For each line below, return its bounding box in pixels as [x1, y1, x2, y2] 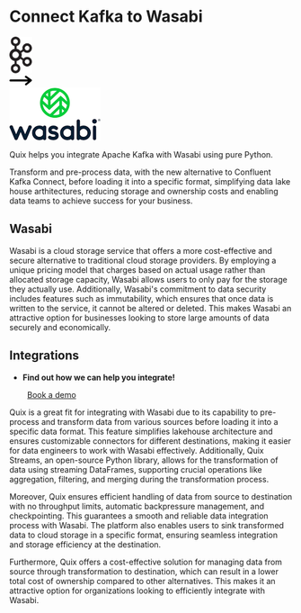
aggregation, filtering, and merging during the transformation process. [9, 473, 270, 484]
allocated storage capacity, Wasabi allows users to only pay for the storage [9, 274, 288, 284]
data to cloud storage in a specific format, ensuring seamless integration [9, 529, 279, 540]
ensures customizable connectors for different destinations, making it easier [9, 435, 292, 446]
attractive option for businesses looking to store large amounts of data [9, 312, 270, 323]
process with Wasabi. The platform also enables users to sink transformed [9, 519, 285, 530]
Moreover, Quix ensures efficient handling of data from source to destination [9, 491, 293, 501]
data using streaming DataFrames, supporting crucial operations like [9, 464, 262, 474]
